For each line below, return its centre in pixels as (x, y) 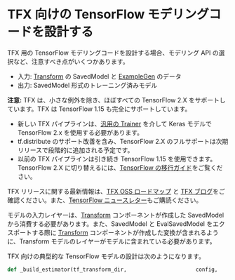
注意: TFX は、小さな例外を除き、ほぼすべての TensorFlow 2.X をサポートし (116, 100)
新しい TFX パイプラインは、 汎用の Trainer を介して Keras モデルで (114, 124)
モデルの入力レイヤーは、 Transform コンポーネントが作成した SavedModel (116, 215)
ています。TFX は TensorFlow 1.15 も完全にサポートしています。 (99, 109)
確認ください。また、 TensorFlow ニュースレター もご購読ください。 (105, 200)
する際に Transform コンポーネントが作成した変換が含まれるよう (125, 232)
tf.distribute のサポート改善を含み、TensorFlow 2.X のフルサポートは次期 (123, 141)
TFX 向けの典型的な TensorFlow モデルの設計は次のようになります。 (106, 256)
